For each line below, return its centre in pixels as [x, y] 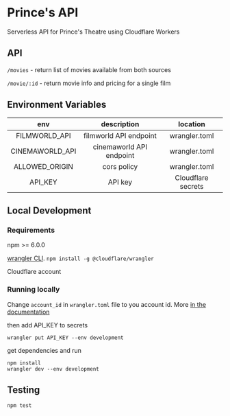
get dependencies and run [44, 350]
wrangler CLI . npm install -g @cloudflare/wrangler [80, 258]
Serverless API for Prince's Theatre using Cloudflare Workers [93, 32]
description [120, 124]
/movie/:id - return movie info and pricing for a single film [89, 83]
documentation [28, 312]
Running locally [34, 290]
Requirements [31, 230]
